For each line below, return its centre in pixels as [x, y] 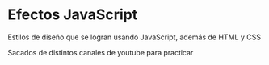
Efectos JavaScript [73, 15]
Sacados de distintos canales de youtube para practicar [101, 52]
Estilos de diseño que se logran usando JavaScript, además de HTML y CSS [134, 37]
